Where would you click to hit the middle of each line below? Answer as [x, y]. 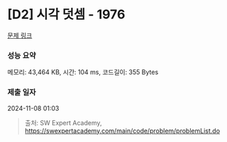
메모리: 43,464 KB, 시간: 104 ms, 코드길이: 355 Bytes [83, 72]
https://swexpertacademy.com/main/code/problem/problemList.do [122, 131]
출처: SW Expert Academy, [63, 123]
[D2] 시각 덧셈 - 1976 [66, 14]
